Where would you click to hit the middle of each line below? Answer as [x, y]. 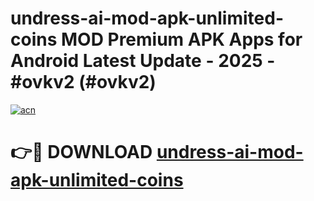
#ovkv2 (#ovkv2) [83, 82]
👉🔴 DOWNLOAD [81, 152]
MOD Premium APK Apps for [181, 39]
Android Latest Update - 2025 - [143, 61]
